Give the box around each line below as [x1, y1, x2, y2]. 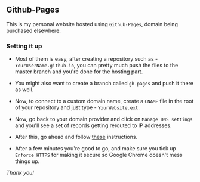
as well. [14, 86, 34, 93]
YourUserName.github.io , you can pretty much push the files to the [14, 62, 179, 69]
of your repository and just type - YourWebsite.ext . [14, 104, 140, 111]
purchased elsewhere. [6, 27, 61, 34]
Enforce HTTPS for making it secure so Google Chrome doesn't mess [14, 152, 183, 159]
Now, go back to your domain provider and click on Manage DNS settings [14, 116, 193, 123]
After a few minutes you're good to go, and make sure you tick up [14, 145, 176, 152]
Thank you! [6, 169, 35, 177]
